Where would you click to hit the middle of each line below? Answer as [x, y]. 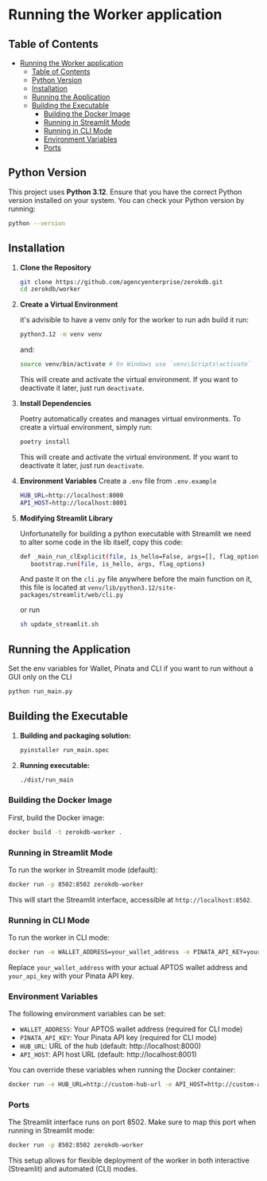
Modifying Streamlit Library [66, 518]
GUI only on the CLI [40, 677]
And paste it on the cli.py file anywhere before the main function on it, [136, 579]
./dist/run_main [46, 780]
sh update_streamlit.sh [59, 625]
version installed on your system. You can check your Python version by [126, 200]
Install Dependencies [55, 403]
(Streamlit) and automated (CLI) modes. [73, 1169]
